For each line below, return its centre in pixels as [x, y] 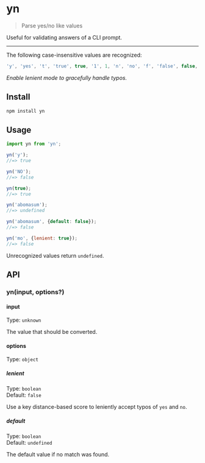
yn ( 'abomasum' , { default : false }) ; [52, 222]
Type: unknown [24, 320]
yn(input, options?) [35, 292]
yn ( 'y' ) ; [17, 155]
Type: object [22, 359]
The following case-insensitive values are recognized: [74, 55]
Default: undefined [29, 443]
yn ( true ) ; [19, 188]
